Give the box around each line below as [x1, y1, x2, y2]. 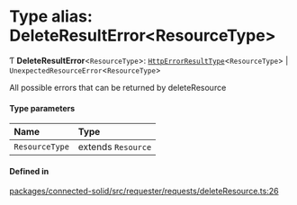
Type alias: [9, 6, 93, 27]
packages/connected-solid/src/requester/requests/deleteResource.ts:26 [9, 186, 279, 197]
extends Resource [77, 141, 152, 154]
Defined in [9, 165, 49, 176]
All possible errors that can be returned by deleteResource [9, 82, 227, 93]
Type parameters [9, 102, 76, 113]
